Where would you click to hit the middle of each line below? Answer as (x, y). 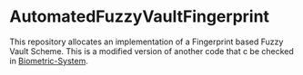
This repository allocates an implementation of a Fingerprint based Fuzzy (146, 42)
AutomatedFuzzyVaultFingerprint (140, 17)
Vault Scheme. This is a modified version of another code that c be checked (151, 51)
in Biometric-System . (49, 61)
